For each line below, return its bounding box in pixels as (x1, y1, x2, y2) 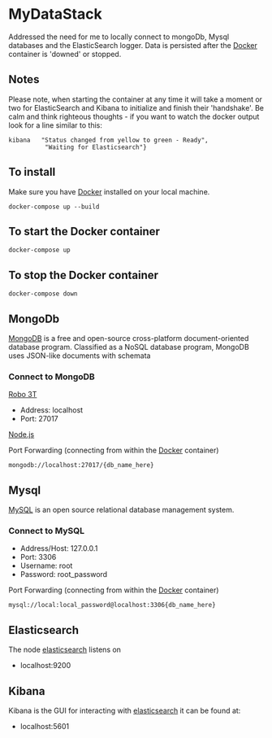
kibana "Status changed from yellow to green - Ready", (8, 136, 209, 144)
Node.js (8, 430, 35, 439)
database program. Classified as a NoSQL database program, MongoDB (8, 343, 249, 352)
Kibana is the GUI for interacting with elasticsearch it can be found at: (8, 705, 241, 716)
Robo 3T (8, 390, 37, 400)
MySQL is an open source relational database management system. (8, 505, 235, 515)
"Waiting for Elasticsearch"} (44, 143, 148, 151)
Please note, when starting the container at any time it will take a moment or (8, 94, 262, 104)
